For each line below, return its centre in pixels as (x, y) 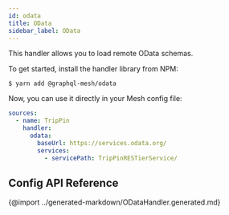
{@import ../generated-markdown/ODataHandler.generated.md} (115, 202)
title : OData (30, 23)
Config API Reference (63, 183)
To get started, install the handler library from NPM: (93, 69)
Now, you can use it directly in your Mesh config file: (95, 99)
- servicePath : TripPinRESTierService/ (111, 158)
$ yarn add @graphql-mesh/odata (62, 84)
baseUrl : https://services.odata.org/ (102, 143)
